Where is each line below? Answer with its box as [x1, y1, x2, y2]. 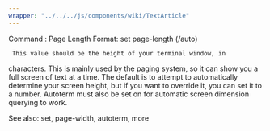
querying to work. [8, 97, 68, 107]
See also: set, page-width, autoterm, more [8, 113, 150, 123]
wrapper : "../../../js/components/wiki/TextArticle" [8, 11, 190, 20]
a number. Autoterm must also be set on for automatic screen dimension [8, 89, 249, 99]
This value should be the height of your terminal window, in [11, 49, 226, 57]
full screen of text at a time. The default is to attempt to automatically [8, 72, 238, 81]
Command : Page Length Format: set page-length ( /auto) [8, 34, 198, 43]
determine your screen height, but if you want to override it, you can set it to [8, 80, 263, 90]
